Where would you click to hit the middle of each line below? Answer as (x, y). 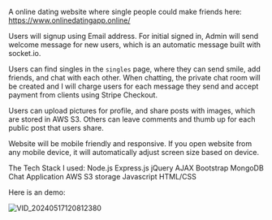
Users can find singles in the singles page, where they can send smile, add (135, 69)
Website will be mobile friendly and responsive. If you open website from (130, 144)
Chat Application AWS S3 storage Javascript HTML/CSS (103, 177)
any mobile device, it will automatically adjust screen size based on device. (134, 152)
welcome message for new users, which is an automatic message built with (135, 45)
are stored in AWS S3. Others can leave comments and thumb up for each (132, 119)
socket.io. (25, 53)
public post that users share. (56, 128)
